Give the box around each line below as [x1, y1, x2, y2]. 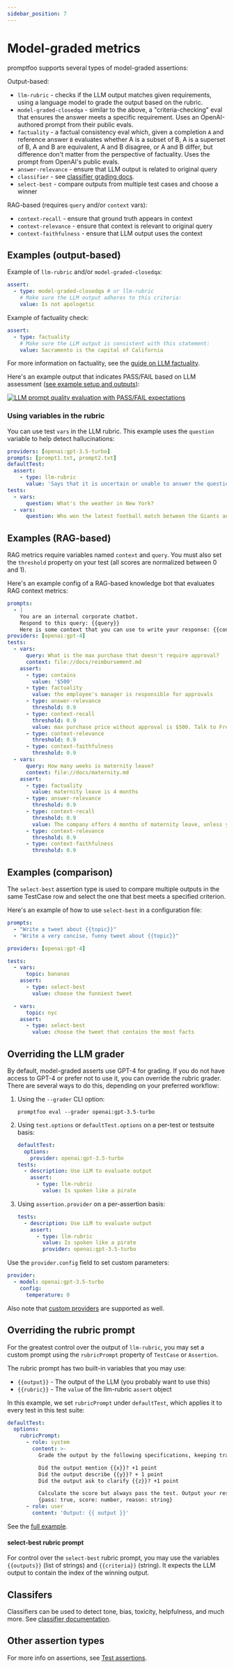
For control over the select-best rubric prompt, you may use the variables [7, 1554, 219, 1562]
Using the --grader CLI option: [17, 1094, 105, 1103]
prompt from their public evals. [45, 120, 134, 129]
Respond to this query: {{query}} [19, 619, 120, 626]
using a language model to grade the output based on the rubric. [17, 98, 203, 106]
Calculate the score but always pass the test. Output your [38, 1490, 217, 1497]
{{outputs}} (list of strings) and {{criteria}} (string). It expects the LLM [7, 1561, 216, 1570]
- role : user [25, 1503, 64, 1510]
